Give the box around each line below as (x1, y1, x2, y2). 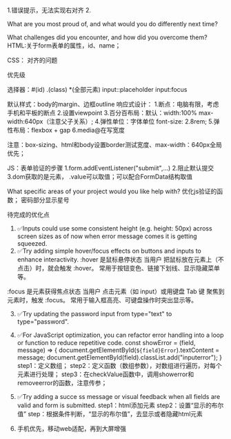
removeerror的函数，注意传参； (17, 379, 108, 387)
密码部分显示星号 (20, 196, 70, 204)
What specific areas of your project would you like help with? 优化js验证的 (7, 187, 217, 195)
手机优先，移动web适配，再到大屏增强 (17, 425, 126, 433)
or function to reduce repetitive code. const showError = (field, (17, 339, 196, 347)
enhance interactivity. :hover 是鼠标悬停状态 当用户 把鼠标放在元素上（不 (17, 255, 224, 264)
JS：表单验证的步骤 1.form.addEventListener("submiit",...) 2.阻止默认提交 (7, 164, 214, 172)
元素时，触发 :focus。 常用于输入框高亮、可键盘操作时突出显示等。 (7, 296, 198, 304)
